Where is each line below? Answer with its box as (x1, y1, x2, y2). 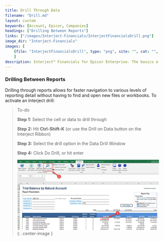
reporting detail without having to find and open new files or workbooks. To (5, 92, 157, 98)
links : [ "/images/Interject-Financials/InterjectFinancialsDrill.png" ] (5, 34, 154, 39)
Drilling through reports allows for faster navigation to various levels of (5, 87, 147, 93)
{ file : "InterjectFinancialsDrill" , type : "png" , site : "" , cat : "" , (14, 49, 159, 54)
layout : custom (5, 18, 36, 23)
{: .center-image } (17, 230, 53, 236)
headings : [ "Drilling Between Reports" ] (5, 28, 89, 34)
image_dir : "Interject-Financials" (5, 39, 78, 44)
